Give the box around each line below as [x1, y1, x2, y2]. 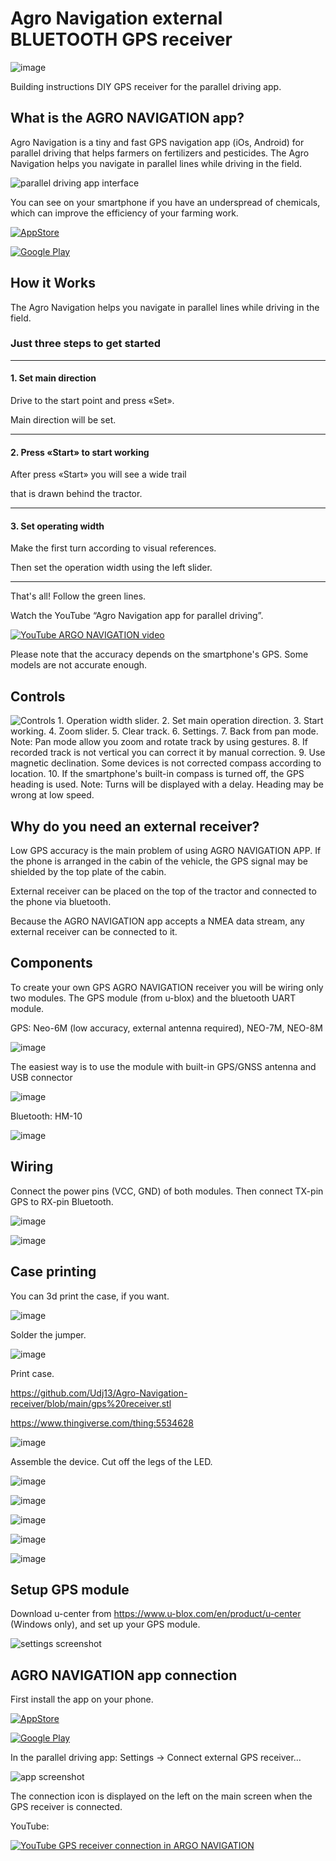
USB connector [10, 1071, 73, 1083]
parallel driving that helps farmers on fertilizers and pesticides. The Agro [10, 147, 310, 159]
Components [10, 955, 93, 972]
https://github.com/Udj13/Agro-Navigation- [10, 1387, 188, 1399]
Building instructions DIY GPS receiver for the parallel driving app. [10, 80, 282, 92]
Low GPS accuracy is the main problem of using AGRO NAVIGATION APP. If [10, 845, 322, 857]
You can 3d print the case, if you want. [10, 1290, 170, 1302]
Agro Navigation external [10, 7, 223, 30]
